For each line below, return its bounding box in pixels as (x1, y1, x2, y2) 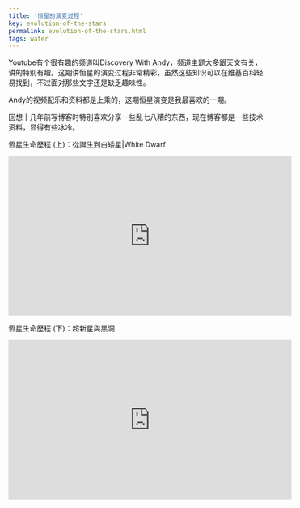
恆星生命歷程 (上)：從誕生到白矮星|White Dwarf (8, 139, 166, 150)
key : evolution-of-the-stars (8, 19, 107, 28)
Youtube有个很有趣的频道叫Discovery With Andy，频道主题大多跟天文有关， (8, 58, 263, 67)
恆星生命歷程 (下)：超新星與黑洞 (8, 323, 116, 333)
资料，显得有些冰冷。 (8, 122, 79, 132)
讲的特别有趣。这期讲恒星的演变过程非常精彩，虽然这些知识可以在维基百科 (8, 68, 256, 78)
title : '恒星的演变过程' (8, 11, 83, 20)
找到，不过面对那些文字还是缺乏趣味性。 (15, 78, 150, 88)
